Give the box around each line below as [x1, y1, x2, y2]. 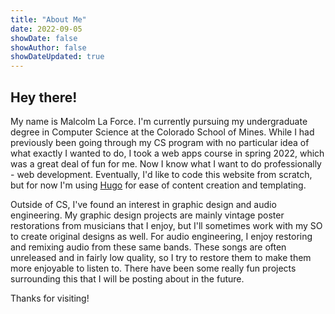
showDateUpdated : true [10, 52, 105, 62]
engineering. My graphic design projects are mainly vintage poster [10, 209, 285, 221]
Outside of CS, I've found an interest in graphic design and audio [10, 198, 277, 210]
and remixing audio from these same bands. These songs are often [10, 241, 287, 253]
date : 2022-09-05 [10, 24, 83, 34]
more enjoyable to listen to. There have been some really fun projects [10, 262, 297, 274]
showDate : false [10, 33, 78, 43]
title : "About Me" [10, 14, 87, 25]
